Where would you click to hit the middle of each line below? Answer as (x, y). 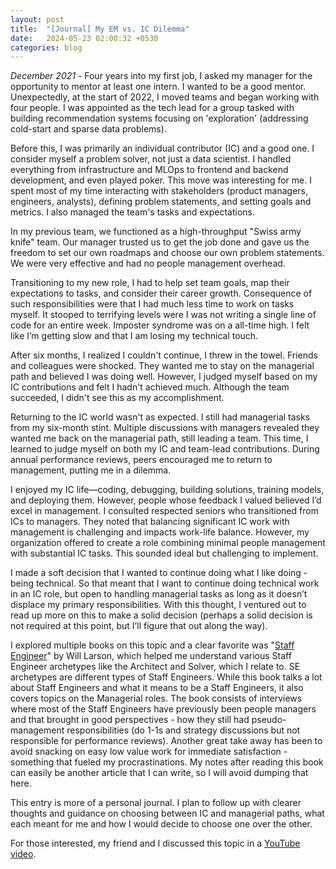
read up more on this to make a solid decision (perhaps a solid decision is (161, 615)
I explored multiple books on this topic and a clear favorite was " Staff (152, 645)
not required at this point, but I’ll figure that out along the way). (139, 626)
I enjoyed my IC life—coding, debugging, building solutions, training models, (167, 490)
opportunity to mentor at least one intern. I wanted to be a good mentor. (158, 87)
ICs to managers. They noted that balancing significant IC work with (150, 522)
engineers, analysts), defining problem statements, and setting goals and (161, 202)
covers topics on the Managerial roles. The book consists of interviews (156, 698)
